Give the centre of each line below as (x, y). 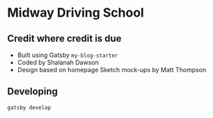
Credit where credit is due (64, 39)
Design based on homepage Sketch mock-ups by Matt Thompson (112, 70)
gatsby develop (29, 108)
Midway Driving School (76, 13)
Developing (32, 92)
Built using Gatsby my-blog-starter (68, 55)
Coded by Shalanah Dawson (58, 62)
